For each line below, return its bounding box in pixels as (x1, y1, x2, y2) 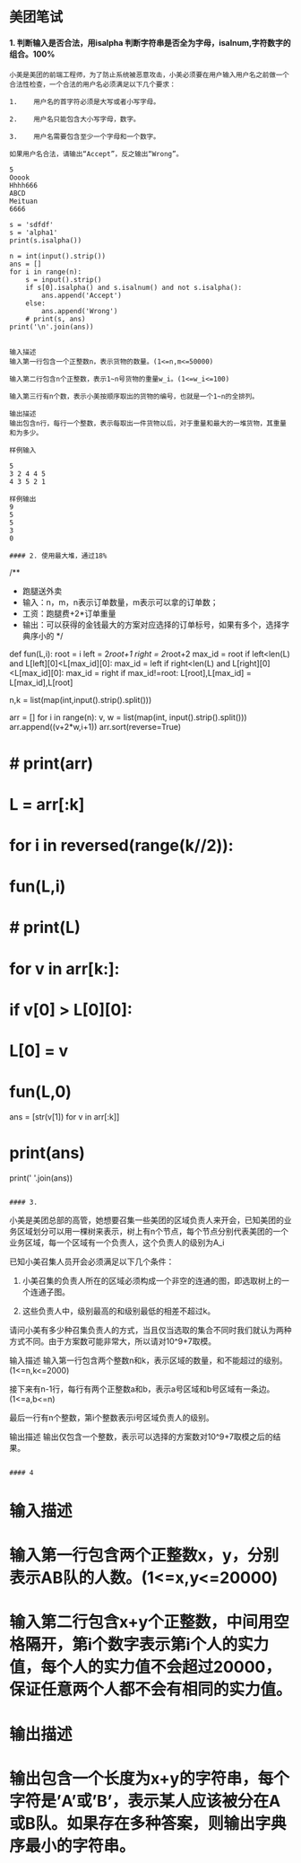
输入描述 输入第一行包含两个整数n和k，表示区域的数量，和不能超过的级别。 (9, 1355, 288, 1366)
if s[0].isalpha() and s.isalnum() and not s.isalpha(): (25, 284, 243, 293)
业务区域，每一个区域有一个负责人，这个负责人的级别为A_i (9, 1236, 225, 1248)
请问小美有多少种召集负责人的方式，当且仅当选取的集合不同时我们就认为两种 (9, 1324, 292, 1335)
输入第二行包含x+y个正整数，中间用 (9, 1613, 274, 1632)
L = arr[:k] (9, 794, 85, 814)
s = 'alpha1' (9, 228, 58, 238)
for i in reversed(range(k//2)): (9, 835, 235, 856)
